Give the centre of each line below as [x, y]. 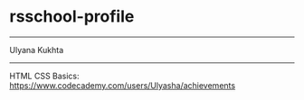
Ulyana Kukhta [37, 50]
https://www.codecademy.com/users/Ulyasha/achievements [123, 85]
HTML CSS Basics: [44, 76]
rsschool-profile [72, 17]
